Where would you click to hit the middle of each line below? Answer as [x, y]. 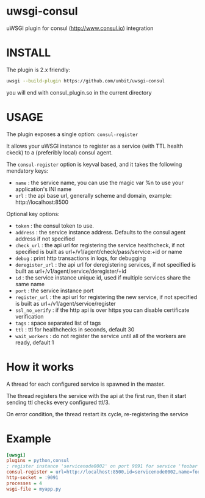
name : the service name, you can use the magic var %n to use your [99, 182]
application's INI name [43, 189]
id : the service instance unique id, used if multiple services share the [103, 277]
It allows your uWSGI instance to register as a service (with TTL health [95, 146]
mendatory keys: [27, 171]
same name [30, 284]
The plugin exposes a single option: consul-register [72, 134]
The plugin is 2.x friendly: [38, 70]
